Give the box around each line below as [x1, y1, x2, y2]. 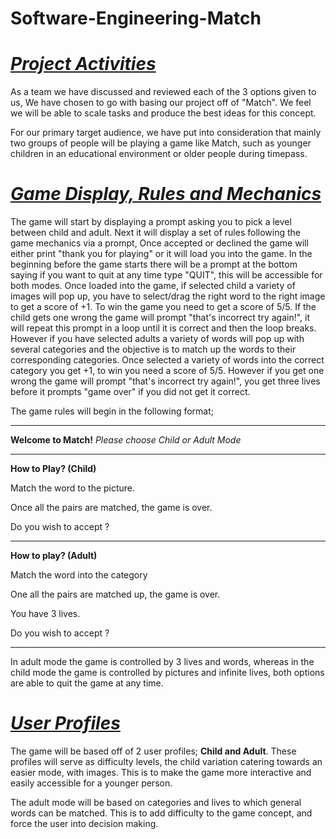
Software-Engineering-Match [10, 7, 262, 30]
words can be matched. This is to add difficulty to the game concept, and [10, 807, 313, 819]
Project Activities [10, 53, 157, 76]
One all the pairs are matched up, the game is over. [10, 588, 221, 601]
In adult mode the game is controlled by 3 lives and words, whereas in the [10, 656, 315, 668]
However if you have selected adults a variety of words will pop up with [10, 333, 305, 345]
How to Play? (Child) [10, 463, 97, 475]
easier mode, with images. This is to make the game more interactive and [10, 767, 312, 778]
